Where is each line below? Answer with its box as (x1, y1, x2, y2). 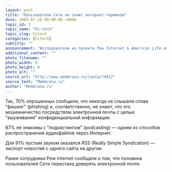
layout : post (5, 7, 33, 13)
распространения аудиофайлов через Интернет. (5, 129, 112, 136)
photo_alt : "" (5, 70, 36, 75)
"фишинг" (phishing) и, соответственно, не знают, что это (5, 103, 131, 109)
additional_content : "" (5, 50, 56, 55)
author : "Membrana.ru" (5, 84, 54, 89)
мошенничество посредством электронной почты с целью (5, 109, 135, 115)
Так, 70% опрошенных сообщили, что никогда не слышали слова (5, 98, 148, 104)
